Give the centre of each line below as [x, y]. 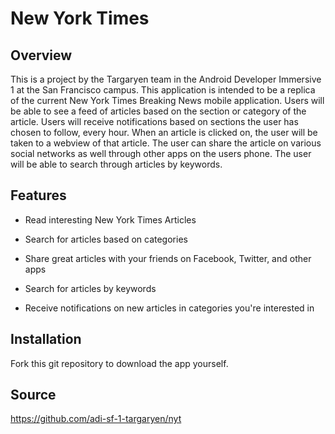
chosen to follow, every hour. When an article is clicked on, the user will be [164, 132]
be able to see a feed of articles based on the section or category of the [158, 111]
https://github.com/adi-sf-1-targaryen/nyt [96, 419]
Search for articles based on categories [106, 239]
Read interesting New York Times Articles [110, 219]
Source [33, 395]
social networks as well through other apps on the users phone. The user [161, 153]
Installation [46, 339]
